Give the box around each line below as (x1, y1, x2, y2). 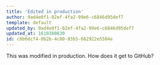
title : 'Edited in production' (6, 8, 84, 15)
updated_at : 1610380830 (6, 31, 65, 37)
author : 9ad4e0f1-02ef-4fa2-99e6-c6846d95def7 (6, 14, 124, 20)
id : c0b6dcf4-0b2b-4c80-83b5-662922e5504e (6, 36, 113, 42)
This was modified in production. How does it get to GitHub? (6, 53, 154, 59)
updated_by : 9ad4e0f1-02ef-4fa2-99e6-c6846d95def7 (6, 25, 134, 31)
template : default (6, 19, 52, 25)
